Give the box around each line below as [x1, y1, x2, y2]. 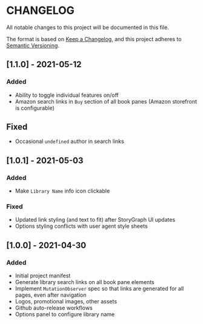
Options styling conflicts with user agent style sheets [15, 222, 148, 230]
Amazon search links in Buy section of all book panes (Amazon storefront [15, 98, 198, 105]
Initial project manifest [15, 272, 71, 279]
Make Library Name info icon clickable [15, 187, 110, 194]
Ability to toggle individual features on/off [15, 91, 119, 99]
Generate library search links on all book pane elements [15, 279, 155, 286]
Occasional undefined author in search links [15, 137, 124, 145]
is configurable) [15, 104, 55, 111]
